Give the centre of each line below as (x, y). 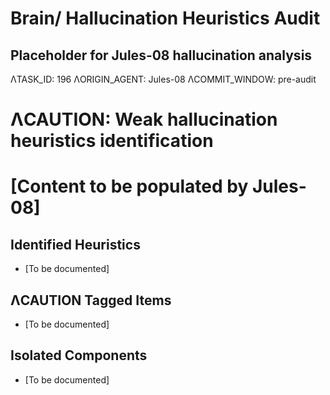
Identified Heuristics (75, 244)
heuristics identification (112, 141)
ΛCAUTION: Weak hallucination (144, 119)
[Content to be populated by (129, 186)
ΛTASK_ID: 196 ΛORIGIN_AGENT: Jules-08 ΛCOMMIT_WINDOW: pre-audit (163, 79)
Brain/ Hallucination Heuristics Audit (165, 18)
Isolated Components (79, 355)
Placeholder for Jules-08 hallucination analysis (161, 55)
